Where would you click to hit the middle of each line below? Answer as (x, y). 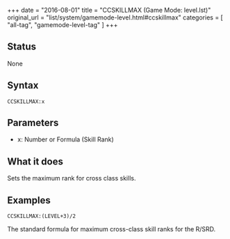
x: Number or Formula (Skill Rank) (66, 139)
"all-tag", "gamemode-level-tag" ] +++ (63, 25)
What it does (35, 161)
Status (22, 47)
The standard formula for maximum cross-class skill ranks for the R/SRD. (112, 229)
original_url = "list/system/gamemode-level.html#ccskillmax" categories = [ (115, 17)
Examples (29, 200)
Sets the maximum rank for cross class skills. (72, 178)
